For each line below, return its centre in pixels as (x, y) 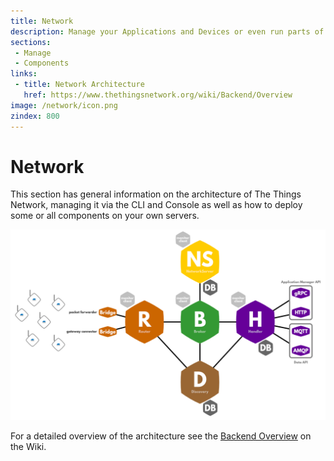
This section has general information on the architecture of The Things (156, 194)
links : (24, 74)
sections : (31, 42)
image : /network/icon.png (64, 105)
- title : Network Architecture (79, 85)
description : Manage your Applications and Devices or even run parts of (167, 31)
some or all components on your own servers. (105, 216)
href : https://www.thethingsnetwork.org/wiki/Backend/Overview (158, 95)
